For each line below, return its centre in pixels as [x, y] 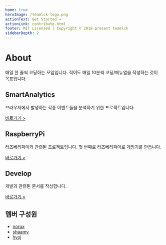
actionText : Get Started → [33, 19]
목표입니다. [16, 79]
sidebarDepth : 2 [22, 33]
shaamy [20, 232]
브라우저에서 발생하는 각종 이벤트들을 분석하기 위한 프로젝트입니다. [70, 107]
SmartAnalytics [30, 95]
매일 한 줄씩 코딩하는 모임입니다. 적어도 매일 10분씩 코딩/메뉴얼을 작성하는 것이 [82, 72]
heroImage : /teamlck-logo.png [37, 15]
